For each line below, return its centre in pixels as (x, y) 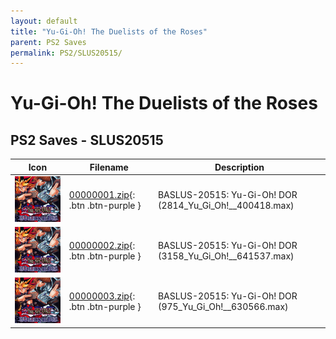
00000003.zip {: (102, 296)
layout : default (44, 21)
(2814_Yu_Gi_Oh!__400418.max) (226, 205)
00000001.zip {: (102, 194)
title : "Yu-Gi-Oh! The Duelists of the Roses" (109, 31)
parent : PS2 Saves (48, 42)
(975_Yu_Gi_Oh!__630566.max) (223, 307)
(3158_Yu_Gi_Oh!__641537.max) (226, 256)
